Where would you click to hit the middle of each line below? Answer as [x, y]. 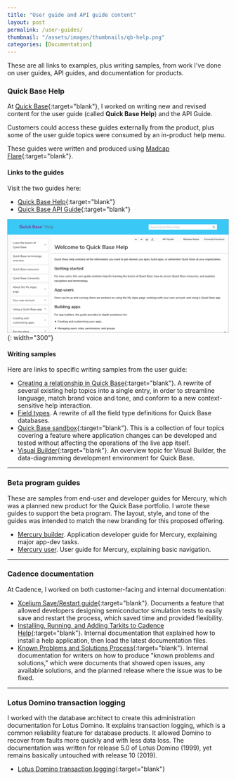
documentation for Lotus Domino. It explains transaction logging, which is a [117, 726]
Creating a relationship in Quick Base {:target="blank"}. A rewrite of [114, 383]
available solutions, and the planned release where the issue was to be [120, 670]
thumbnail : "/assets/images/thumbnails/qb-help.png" [86, 37]
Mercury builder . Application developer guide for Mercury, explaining [117, 534]
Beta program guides [44, 483]
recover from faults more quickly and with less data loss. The [96, 741]
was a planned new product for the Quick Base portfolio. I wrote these [109, 505]
